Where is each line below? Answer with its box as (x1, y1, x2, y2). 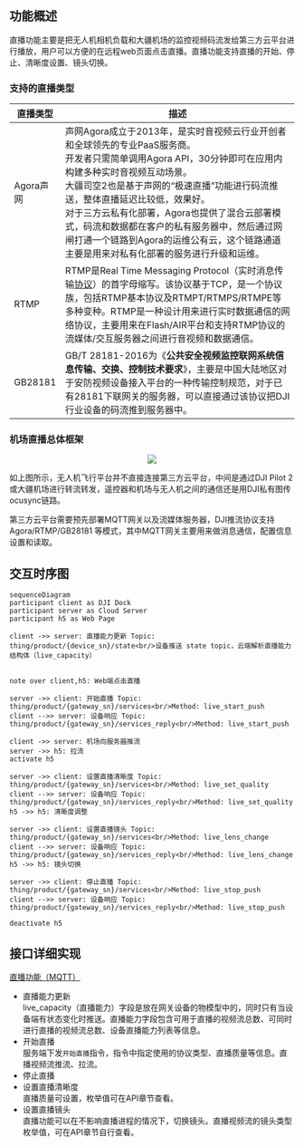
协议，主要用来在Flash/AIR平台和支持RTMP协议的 (73, 319, 286, 332)
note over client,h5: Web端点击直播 (9, 677, 141, 686)
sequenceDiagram (9, 591, 71, 600)
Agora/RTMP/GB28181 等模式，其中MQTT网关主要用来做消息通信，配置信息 (9, 525, 292, 536)
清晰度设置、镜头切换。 (24, 57, 113, 68)
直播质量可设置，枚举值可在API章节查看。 (22, 1093, 179, 1103)
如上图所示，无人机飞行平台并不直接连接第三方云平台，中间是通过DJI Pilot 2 (9, 472, 293, 483)
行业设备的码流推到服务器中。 (64, 404, 193, 417)
